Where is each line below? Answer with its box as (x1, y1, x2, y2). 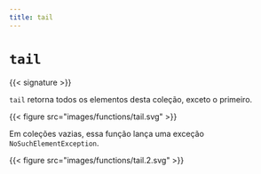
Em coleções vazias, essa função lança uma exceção (9, 128, 204, 139)
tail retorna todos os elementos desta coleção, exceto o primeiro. (9, 94, 253, 104)
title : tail (9, 12, 53, 22)
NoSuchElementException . (9, 138, 99, 148)
